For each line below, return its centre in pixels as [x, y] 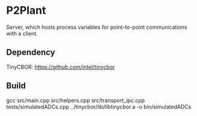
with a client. [22, 33]
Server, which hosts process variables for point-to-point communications [97, 27]
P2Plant [26, 11]
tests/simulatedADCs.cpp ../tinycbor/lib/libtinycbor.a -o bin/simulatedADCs [99, 106]
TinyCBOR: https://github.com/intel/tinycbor [61, 67]
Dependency [31, 53]
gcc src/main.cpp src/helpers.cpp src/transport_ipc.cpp [76, 100]
